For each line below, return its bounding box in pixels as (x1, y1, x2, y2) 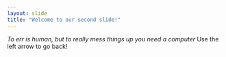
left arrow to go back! (7, 42, 68, 50)
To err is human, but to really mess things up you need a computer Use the (7, 35, 219, 43)
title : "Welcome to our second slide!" (7, 16, 121, 23)
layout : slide (7, 9, 48, 17)
